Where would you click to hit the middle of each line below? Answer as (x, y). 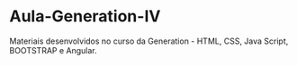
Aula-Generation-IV (85, 16)
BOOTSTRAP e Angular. (53, 50)
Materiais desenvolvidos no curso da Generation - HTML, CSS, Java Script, (149, 41)
